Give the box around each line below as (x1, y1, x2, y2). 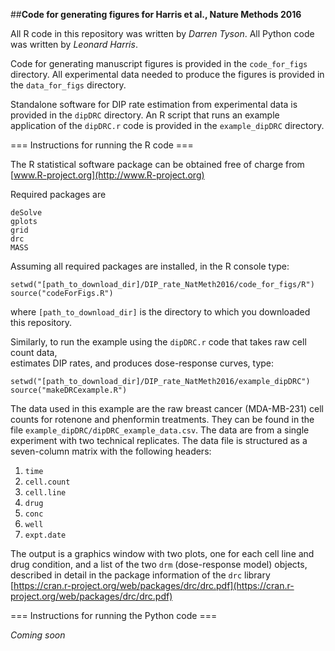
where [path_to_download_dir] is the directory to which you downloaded (10, 306, 311, 318)
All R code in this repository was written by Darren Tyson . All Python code (10, 28, 315, 39)
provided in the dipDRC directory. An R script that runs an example (10, 109, 280, 121)
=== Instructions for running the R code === (10, 139, 194, 151)
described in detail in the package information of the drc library (10, 569, 271, 581)
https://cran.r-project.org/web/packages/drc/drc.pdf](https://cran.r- (13, 580, 295, 591)
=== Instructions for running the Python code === (10, 610, 218, 621)
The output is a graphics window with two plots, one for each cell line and (10, 548, 315, 559)
